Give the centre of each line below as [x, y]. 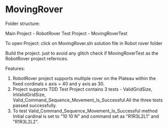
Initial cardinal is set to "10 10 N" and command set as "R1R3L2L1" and [86, 116]
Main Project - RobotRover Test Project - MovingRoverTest [66, 33]
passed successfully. [35, 105]
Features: [15, 68]
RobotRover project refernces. [37, 58]
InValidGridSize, [29, 94]
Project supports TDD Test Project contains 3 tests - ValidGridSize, [82, 89]
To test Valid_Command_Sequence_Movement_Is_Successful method [85, 111]
